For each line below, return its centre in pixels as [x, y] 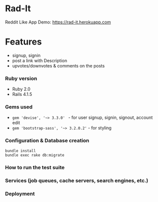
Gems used [19, 107]
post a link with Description [40, 60]
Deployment [20, 194]
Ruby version [21, 78]
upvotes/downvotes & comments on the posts [58, 66]
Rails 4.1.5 [22, 94]
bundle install [21, 151]
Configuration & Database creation [47, 141]
